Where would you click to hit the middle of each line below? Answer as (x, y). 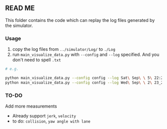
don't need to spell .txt (37, 60)
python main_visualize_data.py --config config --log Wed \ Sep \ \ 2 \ (79, 82)
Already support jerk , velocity (44, 116)
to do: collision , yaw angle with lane (51, 121)
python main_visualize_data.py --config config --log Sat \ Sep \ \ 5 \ (79, 78)
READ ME (20, 8)
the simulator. (19, 25)
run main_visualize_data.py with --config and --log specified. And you (86, 55)
